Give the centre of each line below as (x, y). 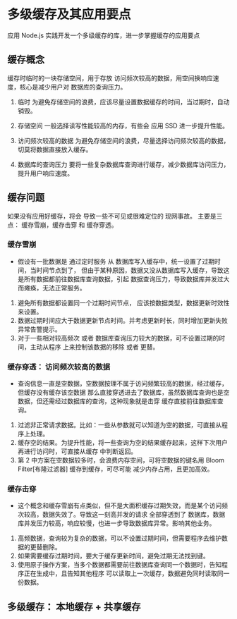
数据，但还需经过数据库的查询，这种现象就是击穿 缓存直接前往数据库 (117, 401)
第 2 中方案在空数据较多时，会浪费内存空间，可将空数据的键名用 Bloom (121, 460)
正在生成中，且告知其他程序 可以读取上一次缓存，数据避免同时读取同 (123, 574)
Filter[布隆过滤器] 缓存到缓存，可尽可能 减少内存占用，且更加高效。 (115, 469)
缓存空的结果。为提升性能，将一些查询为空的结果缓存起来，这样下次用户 (122, 443)
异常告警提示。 (39, 329)
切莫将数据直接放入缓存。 (55, 149)
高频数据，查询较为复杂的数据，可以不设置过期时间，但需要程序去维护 (120, 538)
